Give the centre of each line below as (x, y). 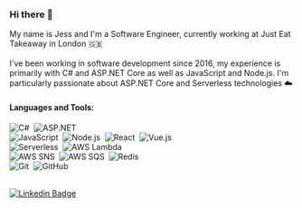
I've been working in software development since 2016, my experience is (145, 63)
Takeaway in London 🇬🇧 (56, 43)
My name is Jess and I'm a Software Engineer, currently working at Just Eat (150, 34)
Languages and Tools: (52, 107)
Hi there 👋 (32, 14)
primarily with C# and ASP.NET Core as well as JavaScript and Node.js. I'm (149, 73)
